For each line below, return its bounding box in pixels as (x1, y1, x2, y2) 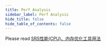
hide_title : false (5, 16, 44, 21)
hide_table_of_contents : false (5, 21, 71, 26)
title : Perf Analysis (5, 7, 51, 12)
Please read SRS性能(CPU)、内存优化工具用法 (5, 35, 101, 41)
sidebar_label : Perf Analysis (5, 12, 69, 17)
